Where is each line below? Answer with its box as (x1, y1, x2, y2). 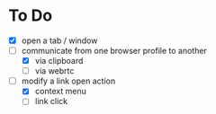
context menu (34, 86, 86, 97)
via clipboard (34, 56, 84, 66)
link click (34, 96, 68, 107)
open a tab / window (21, 35, 98, 46)
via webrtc (34, 66, 75, 76)
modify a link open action (21, 75, 116, 86)
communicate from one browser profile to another (21, 46, 208, 56)
